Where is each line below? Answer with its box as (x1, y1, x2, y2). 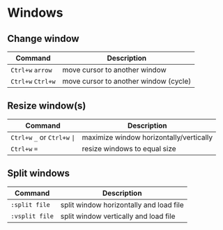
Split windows (7, 167, 70, 179)
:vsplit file (10, 212, 54, 220)
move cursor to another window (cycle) (62, 77, 192, 86)
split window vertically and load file (60, 211, 176, 221)
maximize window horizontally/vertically (82, 132, 213, 142)
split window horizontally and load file (60, 200, 185, 210)
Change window (7, 33, 79, 45)
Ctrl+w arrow (10, 66, 52, 74)
